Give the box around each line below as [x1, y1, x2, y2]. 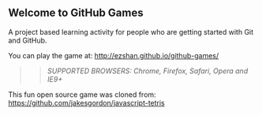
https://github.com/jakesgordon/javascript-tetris [8, 98, 166, 107]
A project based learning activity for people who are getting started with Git [8, 27, 254, 36]
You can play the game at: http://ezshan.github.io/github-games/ [8, 50, 219, 60]
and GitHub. [8, 35, 47, 45]
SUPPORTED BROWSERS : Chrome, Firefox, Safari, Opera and [47, 66, 249, 76]
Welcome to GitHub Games [8, 6, 144, 20]
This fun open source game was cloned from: [8, 90, 156, 99]
